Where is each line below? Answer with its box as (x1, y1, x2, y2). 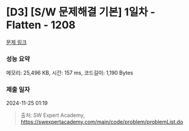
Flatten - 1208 (6, 18, 76, 32)
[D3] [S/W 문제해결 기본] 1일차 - (6, 5, 155, 19)
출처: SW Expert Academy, (20, 112, 85, 119)
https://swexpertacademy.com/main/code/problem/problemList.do (20, 118, 184, 125)
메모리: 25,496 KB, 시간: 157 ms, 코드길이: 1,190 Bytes (6, 69, 133, 77)
